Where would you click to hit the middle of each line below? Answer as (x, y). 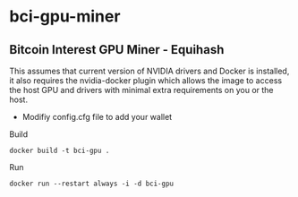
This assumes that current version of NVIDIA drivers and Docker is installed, (149, 71)
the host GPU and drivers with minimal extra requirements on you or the (142, 90)
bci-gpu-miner (65, 17)
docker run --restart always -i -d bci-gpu (92, 184)
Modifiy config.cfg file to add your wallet (97, 117)
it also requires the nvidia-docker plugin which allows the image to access (146, 81)
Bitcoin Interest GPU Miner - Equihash (117, 50)
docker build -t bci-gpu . (60, 150)
